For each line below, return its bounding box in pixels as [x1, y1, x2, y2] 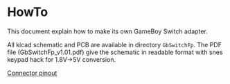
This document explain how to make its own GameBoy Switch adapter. [7, 27, 208, 35]
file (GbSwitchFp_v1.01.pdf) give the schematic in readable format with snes [7, 48, 223, 56]
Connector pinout [7, 69, 57, 77]
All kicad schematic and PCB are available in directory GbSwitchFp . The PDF [7, 40, 222, 49]
